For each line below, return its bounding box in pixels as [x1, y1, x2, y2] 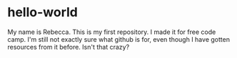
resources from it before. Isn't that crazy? [7, 42, 130, 51]
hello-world [7, 4, 79, 21]
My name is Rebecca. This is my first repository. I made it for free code [7, 28, 216, 36]
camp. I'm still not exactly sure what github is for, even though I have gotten [7, 35, 231, 43]
